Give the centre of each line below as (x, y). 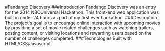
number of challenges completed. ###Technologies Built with (69, 38)
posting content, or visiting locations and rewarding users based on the (78, 33)
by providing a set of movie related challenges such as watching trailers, (80, 28)
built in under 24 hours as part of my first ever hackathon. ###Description (81, 17)
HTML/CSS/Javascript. (29, 43)
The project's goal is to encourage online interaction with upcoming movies (83, 23)
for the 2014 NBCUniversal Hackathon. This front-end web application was (82, 12)
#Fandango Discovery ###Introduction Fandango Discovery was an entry (81, 7)
